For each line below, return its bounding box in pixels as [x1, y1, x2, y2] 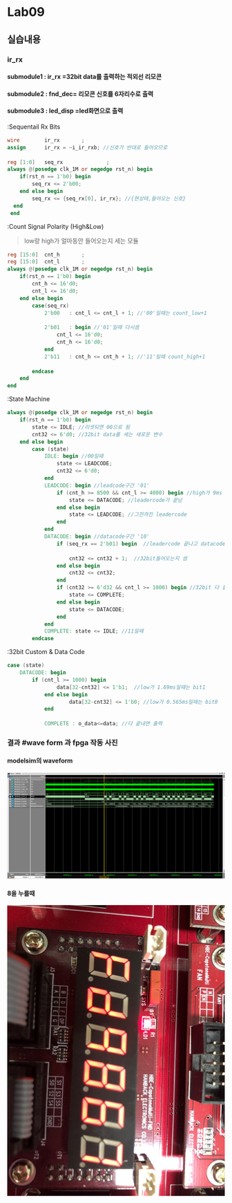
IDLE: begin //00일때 [43, 453, 104, 460]
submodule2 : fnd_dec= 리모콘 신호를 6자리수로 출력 [7, 89, 154, 97]
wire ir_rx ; [7, 136, 85, 144]
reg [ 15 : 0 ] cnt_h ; [7, 251, 85, 258]
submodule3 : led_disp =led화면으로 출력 [7, 106, 124, 115]
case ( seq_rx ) [32, 302, 70, 309]
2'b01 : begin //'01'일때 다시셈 [43, 324, 139, 331]
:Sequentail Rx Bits [7, 122, 61, 131]
